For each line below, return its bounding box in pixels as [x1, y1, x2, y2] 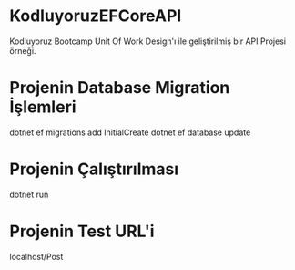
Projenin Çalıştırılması [9, 159, 179, 180]
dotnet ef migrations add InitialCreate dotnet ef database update [9, 127, 251, 138]
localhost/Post [9, 251, 64, 262]
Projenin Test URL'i [9, 221, 155, 242]
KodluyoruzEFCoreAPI [9, 5, 182, 26]
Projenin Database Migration [9, 78, 230, 99]
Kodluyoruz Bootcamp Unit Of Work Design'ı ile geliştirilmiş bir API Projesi [9, 36, 287, 47]
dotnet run [9, 189, 49, 200]
